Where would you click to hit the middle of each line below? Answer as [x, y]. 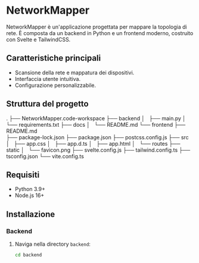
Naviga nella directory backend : [53, 244]
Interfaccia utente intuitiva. [48, 79]
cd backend [28, 255]
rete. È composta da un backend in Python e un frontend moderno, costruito [100, 33]
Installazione [31, 214]
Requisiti [23, 175]
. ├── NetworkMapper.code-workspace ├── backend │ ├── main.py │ [96, 118]
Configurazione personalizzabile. [55, 85]
